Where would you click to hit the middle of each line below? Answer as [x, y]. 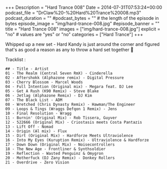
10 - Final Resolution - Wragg [38, 114]
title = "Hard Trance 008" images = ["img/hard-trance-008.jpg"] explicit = [83, 29]
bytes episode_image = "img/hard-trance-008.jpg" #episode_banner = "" [82, 23]
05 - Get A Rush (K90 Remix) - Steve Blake [52, 91]
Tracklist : [16, 60]
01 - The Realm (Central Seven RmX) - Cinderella [59, 73]
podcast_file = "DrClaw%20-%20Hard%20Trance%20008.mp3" [73, 13]
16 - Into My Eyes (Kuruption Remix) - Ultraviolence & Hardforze [77, 140]
